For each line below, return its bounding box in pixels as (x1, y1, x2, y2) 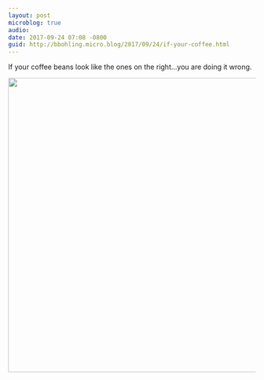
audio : (8, 26, 30, 34)
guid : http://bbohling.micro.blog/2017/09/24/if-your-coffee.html (8, 41, 230, 49)
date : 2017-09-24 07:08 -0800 (8, 33, 108, 42)
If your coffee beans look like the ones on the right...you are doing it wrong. (8, 62, 252, 71)
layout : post (8, 11, 51, 20)
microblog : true (8, 19, 61, 27)
